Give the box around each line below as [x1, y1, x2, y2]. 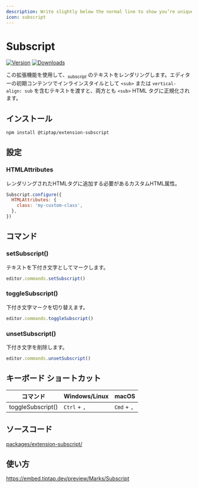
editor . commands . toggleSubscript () [6, 315, 94, 321]
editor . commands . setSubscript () [6, 276, 85, 282]
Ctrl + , [64, 403, 87, 411]
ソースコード [6, 424, 52, 435]
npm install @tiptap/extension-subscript [6, 130, 110, 136]
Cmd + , [114, 403, 134, 411]
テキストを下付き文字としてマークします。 [6, 264, 109, 271]
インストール [6, 114, 53, 124]
